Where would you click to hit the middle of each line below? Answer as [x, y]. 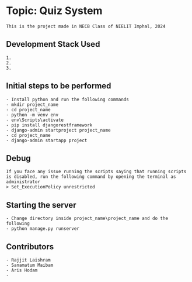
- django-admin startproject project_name [58, 130]
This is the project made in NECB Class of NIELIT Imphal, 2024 [86, 26]
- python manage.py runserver [43, 229]
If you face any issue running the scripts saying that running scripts [96, 172]
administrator [23, 182]
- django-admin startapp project [47, 140]
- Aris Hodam [22, 270]
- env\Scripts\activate [35, 120]
